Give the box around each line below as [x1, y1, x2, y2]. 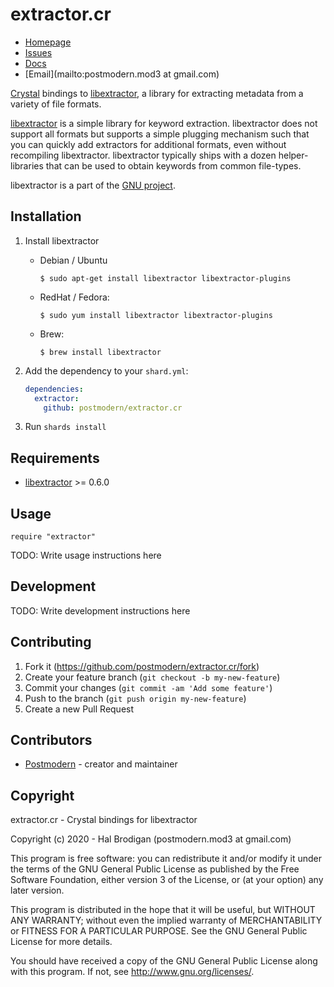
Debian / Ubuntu [39, 254, 108, 266]
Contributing [10, 634, 92, 651]
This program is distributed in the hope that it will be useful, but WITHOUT [10, 904, 316, 916]
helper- [278, 149, 309, 161]
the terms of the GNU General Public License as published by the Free [10, 863, 300, 875]
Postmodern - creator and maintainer [24, 758, 178, 770]
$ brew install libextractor [39, 347, 162, 357]
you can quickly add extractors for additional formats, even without [10, 138, 287, 150]
